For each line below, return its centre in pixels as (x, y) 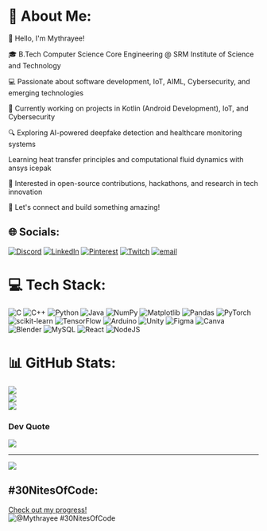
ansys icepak (30, 168)
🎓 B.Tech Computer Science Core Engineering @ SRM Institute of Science (131, 54)
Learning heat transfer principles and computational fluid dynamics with (126, 159)
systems (22, 144)
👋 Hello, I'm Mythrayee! (46, 38)
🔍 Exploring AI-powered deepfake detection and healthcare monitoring (125, 132)
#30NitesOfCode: (53, 491)
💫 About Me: (50, 16)
